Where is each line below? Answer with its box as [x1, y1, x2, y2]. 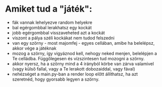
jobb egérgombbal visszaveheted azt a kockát [12, 30, 105, 35]
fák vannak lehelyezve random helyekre [12, 19, 93, 25]
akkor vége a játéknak [12, 45, 57, 51]
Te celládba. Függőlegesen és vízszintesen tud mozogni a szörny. [12, 55, 145, 61]
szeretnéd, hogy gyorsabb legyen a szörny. [12, 76, 100, 82]
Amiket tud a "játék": [5, 3, 93, 15]
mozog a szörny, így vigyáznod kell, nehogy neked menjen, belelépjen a [12, 50, 157, 56]
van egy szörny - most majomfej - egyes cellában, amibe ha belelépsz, [12, 40, 155, 46]
